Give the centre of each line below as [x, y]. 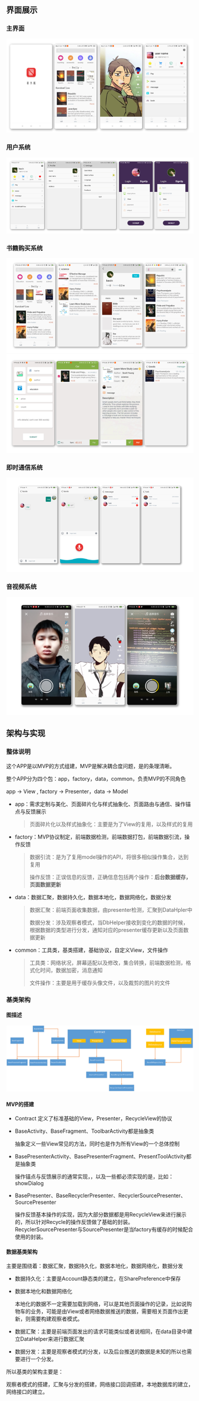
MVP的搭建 [20, 1104]
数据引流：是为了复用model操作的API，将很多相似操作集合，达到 [109, 857]
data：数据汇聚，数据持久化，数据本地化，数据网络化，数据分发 [93, 897]
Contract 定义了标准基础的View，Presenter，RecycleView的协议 [93, 1119]
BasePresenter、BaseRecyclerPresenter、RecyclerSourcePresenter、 [100, 1195]
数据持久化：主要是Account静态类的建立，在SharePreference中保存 [98, 1279]
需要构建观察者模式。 [57, 1319]
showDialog [29, 1183]
